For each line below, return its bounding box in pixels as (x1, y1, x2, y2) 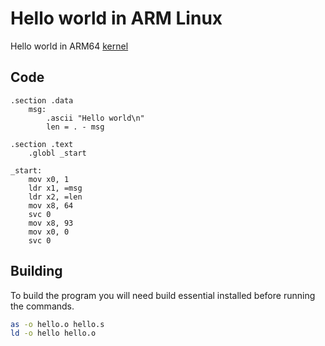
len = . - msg (46, 122, 105, 132)
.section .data (10, 95, 74, 106)
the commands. (10, 300, 75, 312)
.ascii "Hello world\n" (46, 113, 145, 123)
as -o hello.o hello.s (10, 319, 105, 329)
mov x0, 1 (28, 174, 70, 184)
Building (10, 263, 63, 280)
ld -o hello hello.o (10, 328, 97, 339)
